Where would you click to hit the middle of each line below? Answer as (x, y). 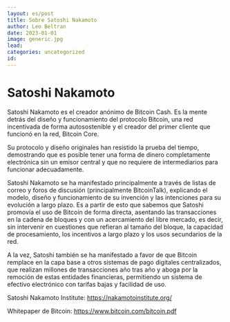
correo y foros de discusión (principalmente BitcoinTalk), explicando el (107, 190)
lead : (15, 46)
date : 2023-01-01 (32, 33)
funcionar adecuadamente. (46, 169)
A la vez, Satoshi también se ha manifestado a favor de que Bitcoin (102, 255)
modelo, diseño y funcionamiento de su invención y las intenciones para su (114, 197)
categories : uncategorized (46, 53)
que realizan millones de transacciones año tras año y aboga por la (103, 269)
